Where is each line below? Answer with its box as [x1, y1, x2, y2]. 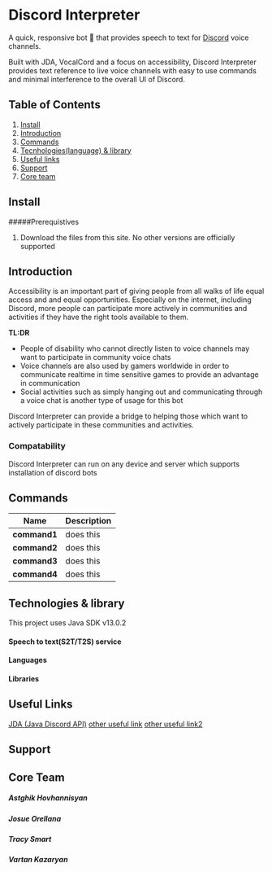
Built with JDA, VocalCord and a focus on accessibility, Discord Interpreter [8, 57, 257, 67]
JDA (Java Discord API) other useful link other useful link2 [8, 719, 203, 729]
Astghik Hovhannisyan [8, 793, 88, 803]
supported [19, 241, 55, 251]
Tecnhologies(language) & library [19, 145, 132, 156]
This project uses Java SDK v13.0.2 [8, 618, 127, 628]
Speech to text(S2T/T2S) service [8, 637, 122, 646]
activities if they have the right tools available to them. [8, 312, 189, 322]
